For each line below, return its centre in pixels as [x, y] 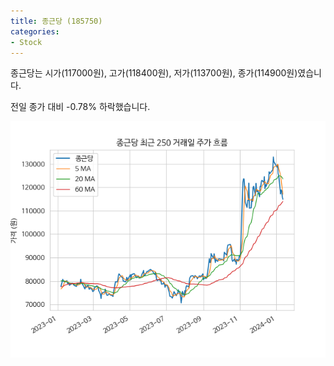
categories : [35, 31]
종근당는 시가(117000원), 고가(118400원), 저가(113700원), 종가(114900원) [154, 73]
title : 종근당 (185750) [56, 21]
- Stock [26, 42]
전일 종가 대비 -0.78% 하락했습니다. [80, 107]
